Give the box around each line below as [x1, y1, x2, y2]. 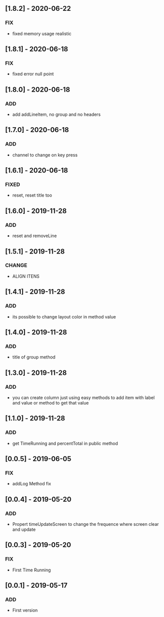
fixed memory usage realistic [12, 30, 72, 37]
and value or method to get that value [12, 400, 89, 406]
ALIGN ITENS [12, 273, 40, 279]
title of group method [12, 354, 56, 360]
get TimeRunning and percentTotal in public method [12, 440, 119, 446]
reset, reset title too [12, 192, 52, 198]
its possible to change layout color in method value [12, 313, 116, 319]
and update [12, 526, 36, 532]
